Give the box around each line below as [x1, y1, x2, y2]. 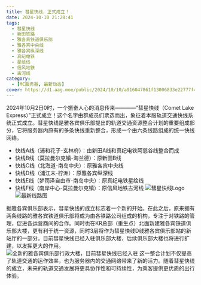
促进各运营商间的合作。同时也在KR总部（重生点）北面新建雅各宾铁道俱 [16, 220, 191, 227]
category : [6, 76, 31, 82]
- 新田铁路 [11, 31, 35, 37]
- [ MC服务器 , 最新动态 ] [11, 82, 65, 88]
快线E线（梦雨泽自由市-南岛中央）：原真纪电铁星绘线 [14, 176, 144, 184]
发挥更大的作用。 [22, 242, 64, 249]
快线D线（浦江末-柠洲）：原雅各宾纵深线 [14, 169, 114, 176]
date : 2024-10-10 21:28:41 [6, 14, 74, 20]
